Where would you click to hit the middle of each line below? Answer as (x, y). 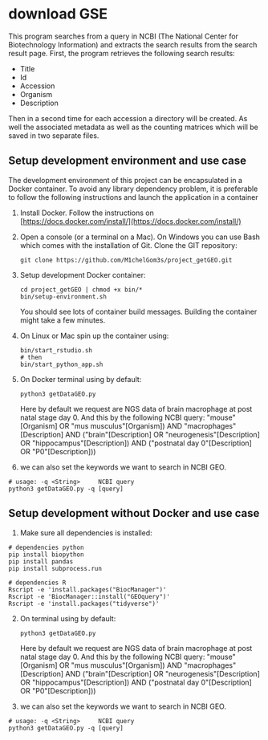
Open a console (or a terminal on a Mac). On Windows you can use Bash (140, 237)
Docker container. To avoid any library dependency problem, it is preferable (133, 189)
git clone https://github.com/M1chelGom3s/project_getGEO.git (126, 260)
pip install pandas (41, 561)
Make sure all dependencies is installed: (86, 533)
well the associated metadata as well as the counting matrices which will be (134, 127)
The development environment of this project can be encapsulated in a (126, 180)
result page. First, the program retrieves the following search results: (122, 53)
